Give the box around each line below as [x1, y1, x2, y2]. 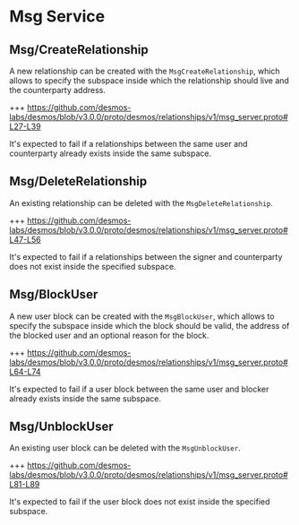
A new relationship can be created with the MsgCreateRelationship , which [9, 65, 280, 76]
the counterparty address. [9, 85, 106, 95]
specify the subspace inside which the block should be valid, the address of [9, 320, 290, 331]
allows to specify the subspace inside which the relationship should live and [9, 75, 289, 86]
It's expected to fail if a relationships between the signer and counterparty [9, 251, 283, 262]
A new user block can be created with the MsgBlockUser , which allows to [9, 311, 275, 322]
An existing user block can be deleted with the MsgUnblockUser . [9, 443, 242, 453]
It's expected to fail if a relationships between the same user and [9, 139, 248, 149]
